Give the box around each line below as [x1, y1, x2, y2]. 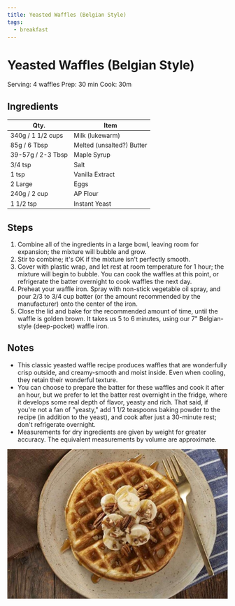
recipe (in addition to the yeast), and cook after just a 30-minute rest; [17, 413, 217, 421]
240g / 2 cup [10, 190, 49, 198]
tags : [7, 18, 23, 26]
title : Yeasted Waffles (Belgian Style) [7, 11, 127, 18]
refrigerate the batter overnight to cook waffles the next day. [17, 277, 192, 286]
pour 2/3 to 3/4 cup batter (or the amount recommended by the [17, 292, 201, 300]
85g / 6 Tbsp [10, 141, 48, 150]
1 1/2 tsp [10, 199, 37, 208]
